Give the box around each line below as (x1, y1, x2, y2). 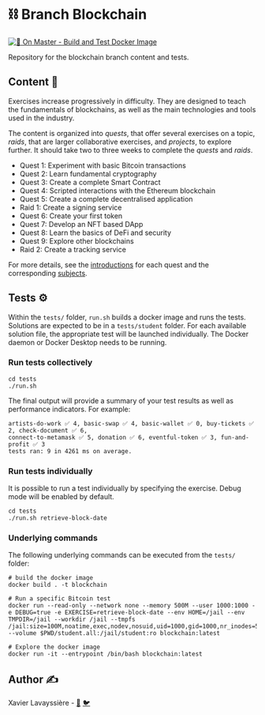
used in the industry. (8, 113, 75, 123)
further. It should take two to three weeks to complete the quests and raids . (8, 145, 253, 154)
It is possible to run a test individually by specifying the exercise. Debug (8, 483, 242, 494)
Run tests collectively (8, 357, 93, 368)
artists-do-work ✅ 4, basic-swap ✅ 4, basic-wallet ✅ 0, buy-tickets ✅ (8, 419, 255, 427)
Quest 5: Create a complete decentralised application (19, 194, 193, 203)
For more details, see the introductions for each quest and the (8, 259, 209, 269)
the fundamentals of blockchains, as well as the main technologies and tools (8, 104, 256, 114)
